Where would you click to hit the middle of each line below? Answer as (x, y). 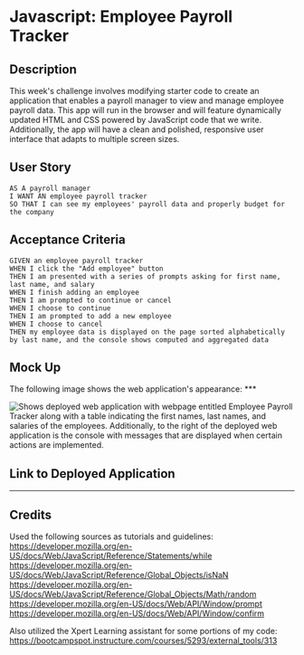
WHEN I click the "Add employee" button (87, 269)
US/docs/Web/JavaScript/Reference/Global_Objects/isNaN (119, 575)
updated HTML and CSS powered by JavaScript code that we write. (136, 120)
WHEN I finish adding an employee (75, 292)
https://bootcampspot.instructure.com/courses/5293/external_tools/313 (143, 641)
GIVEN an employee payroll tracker (76, 261)
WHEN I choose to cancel (56, 324)
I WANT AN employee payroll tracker (78, 196)
